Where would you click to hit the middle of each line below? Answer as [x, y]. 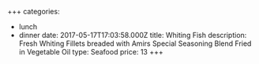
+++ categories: [34, 11]
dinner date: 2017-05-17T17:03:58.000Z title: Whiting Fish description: [133, 35]
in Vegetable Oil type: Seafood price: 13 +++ [91, 52]
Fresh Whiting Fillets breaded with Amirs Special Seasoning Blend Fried [135, 43]
